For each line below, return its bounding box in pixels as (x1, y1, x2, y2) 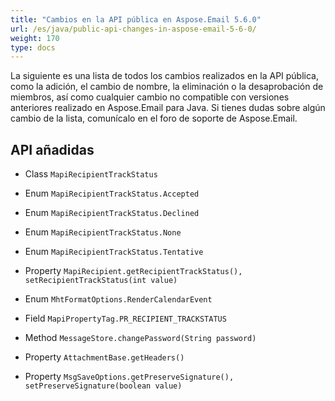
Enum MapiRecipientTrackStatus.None (24, 226, 182, 238)
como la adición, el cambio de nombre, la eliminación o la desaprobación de (10, 81, 324, 93)
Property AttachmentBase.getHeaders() (24, 351, 185, 363)
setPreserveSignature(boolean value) (24, 381, 183, 391)
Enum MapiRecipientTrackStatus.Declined (24, 207, 200, 219)
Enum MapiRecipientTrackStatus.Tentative (24, 246, 204, 258)
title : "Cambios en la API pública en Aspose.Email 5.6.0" (10, 14, 262, 25)
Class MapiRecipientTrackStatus (24, 168, 158, 180)
